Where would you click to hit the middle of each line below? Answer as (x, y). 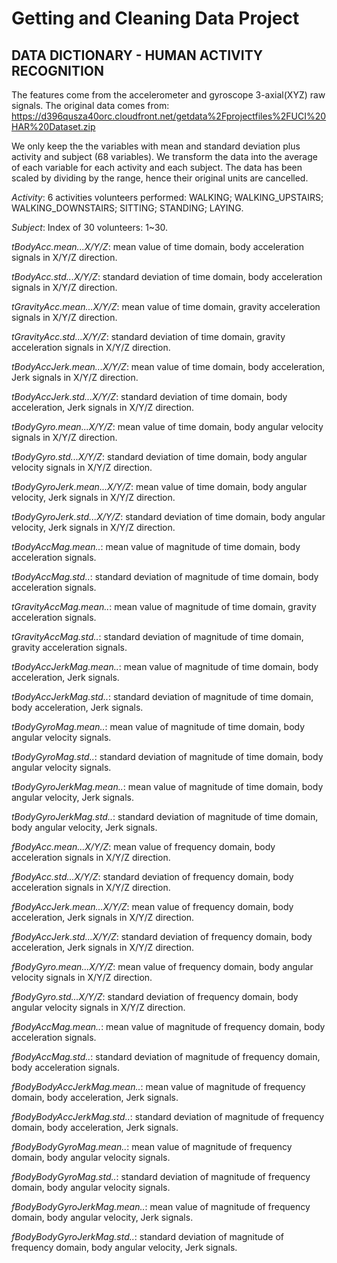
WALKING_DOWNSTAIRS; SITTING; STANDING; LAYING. (127, 208)
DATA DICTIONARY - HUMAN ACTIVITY (137, 55)
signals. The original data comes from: (90, 105)
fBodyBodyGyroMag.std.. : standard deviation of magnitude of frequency (161, 1176)
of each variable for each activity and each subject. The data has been (157, 167)
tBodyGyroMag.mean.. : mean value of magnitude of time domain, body (158, 726)
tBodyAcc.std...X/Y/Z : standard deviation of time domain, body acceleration (167, 276)
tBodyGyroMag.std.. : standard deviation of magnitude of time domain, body (167, 756)
